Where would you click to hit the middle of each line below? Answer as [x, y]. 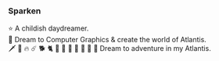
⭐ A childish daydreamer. [48, 28]
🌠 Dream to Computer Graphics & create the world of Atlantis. [108, 40]
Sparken [25, 11]
